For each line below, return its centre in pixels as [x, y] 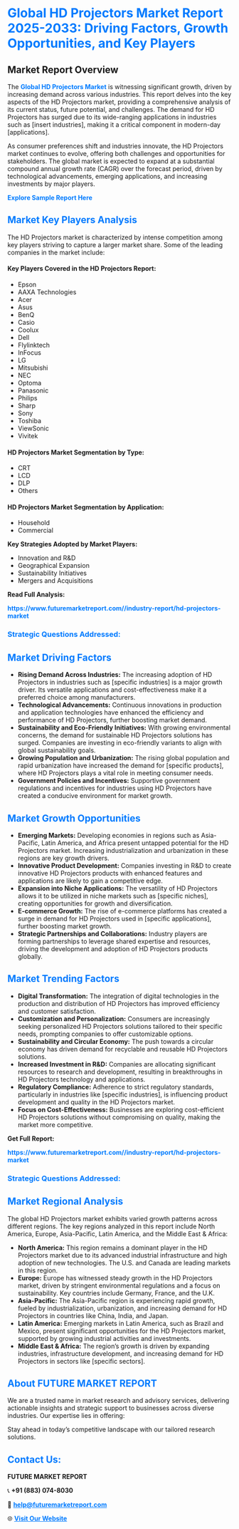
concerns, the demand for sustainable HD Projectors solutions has [115, 735]
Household [34, 523]
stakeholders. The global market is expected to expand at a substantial [111, 161]
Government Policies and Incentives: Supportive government [109, 781]
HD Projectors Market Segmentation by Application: [86, 507]
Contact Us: [34, 1460]
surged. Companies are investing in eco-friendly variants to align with [119, 743]
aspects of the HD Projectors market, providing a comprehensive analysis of [119, 102]
